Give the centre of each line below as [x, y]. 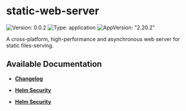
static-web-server [53, 11]
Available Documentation [54, 64]
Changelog [29, 78]
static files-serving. [30, 45]
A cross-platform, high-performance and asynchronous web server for [93, 39]
